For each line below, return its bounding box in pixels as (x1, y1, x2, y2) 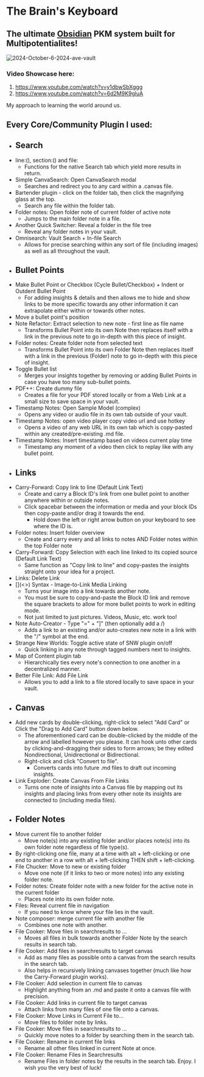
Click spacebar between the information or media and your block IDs (24, 503, 197, 510)
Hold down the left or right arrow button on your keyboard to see (33, 516, 196, 523)
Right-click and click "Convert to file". (24, 757, 119, 764)
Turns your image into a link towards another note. (24, 587, 151, 595)
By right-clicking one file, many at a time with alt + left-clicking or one (15, 850, 191, 857)
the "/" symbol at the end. (24, 633, 90, 640)
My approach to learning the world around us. (6, 102, 122, 109)
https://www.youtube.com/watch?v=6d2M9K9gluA (15, 90, 144, 97)
